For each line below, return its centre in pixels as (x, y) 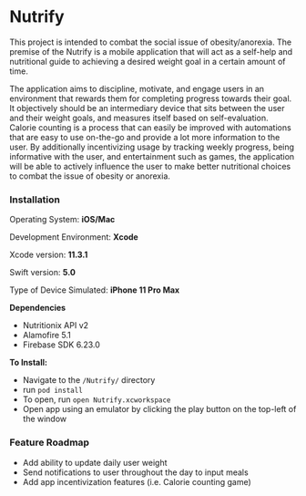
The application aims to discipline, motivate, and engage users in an (137, 88)
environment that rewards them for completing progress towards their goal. (151, 98)
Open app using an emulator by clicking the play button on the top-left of (159, 409)
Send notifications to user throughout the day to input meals (135, 472)
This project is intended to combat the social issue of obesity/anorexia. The (151, 42)
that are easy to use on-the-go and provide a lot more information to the (145, 137)
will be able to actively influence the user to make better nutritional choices (150, 166)
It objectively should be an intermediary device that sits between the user (147, 108)
